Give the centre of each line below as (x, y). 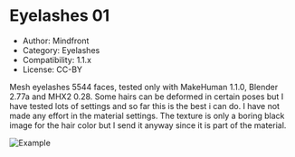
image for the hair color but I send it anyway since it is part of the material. (148, 125)
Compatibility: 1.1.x (57, 60)
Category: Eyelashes (61, 50)
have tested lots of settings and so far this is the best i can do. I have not (145, 106)
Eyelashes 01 (60, 16)
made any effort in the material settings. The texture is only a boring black (147, 115)
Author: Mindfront (56, 41)
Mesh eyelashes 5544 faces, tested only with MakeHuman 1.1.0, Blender (144, 87)
